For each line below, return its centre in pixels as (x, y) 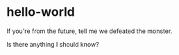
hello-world (41, 12)
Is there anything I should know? (53, 44)
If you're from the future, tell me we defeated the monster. (89, 31)
